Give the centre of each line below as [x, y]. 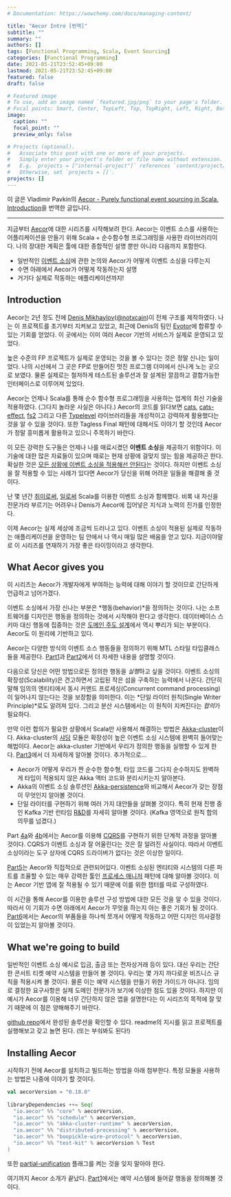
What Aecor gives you [56, 567]
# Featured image [32, 96]
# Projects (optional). [41, 147]
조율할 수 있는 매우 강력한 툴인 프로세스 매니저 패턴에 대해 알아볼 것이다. [116, 876]
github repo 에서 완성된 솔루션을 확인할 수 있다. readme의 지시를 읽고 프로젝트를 [115, 1022]
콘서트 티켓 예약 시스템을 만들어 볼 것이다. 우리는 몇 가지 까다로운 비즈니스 [113, 973]
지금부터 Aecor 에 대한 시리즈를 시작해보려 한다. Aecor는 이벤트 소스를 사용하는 [113, 228]
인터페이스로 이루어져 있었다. [46, 383]
